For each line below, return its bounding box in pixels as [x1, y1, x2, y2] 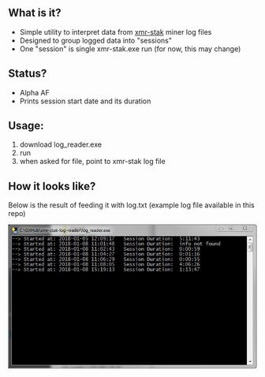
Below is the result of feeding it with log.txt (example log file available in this [8, 200, 255, 210]
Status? [8, 67, 47, 80]
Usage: [8, 119, 45, 133]
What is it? [8, 6, 62, 20]
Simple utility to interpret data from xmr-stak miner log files [19, 27, 212, 36]
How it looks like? [8, 179, 96, 192]
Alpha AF [19, 88, 50, 97]
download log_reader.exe [19, 140, 103, 149]
